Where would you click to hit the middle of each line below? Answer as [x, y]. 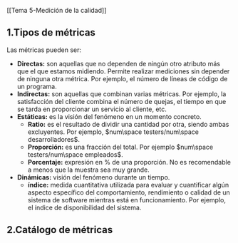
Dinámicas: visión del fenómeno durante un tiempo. [93, 177]
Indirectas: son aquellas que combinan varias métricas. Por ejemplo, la [121, 94]
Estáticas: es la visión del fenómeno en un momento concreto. [109, 116]
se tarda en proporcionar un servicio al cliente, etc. [92, 109]
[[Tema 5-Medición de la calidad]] [57, 10]
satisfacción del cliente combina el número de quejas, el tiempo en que [121, 101]
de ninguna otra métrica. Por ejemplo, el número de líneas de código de [122, 78]
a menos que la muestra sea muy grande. [89, 170]
